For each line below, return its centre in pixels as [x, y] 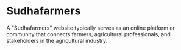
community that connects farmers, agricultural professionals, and [88, 34]
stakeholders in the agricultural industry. [57, 40]
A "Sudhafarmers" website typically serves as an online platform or [91, 28]
